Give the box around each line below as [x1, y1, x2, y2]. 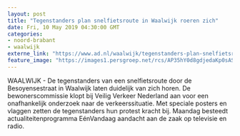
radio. [7, 122, 25, 130]
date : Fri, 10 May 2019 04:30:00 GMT [7, 23, 120, 31]
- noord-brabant [7, 37, 56, 44]
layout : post [7, 10, 46, 18]
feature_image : [7, 57, 53, 64]
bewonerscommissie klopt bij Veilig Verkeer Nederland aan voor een [7, 91, 209, 100]
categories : [7, 30, 43, 38]
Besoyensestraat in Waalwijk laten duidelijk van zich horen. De [7, 83, 191, 93]
